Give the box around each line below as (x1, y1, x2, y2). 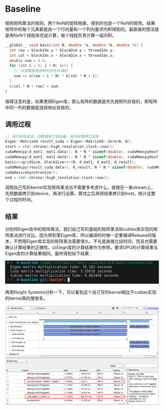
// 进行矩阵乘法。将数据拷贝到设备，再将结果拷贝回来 (5, 134, 99, 139)
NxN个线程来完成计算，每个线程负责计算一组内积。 (13, 32, 117, 38)
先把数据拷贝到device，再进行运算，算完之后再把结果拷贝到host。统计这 (5, 191, 151, 196)
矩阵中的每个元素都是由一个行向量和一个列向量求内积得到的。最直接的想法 (5, 26, 155, 32)
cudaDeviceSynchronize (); (5, 170, 58, 175)
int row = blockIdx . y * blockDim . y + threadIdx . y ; (9, 48, 115, 53)
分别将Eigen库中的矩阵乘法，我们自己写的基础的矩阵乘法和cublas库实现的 (5, 226, 154, 232)
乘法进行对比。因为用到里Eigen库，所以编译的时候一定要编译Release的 (9, 233, 152, 238)
